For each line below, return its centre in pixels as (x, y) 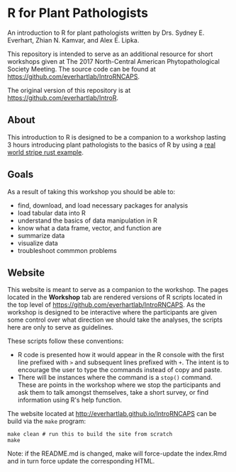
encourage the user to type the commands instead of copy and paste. (120, 370)
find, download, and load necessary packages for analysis (103, 205)
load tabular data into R (52, 213)
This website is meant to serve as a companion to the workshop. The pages (118, 290)
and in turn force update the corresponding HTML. (81, 461)
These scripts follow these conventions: (66, 341)
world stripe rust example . (45, 152)
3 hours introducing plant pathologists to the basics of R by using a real (112, 145)
